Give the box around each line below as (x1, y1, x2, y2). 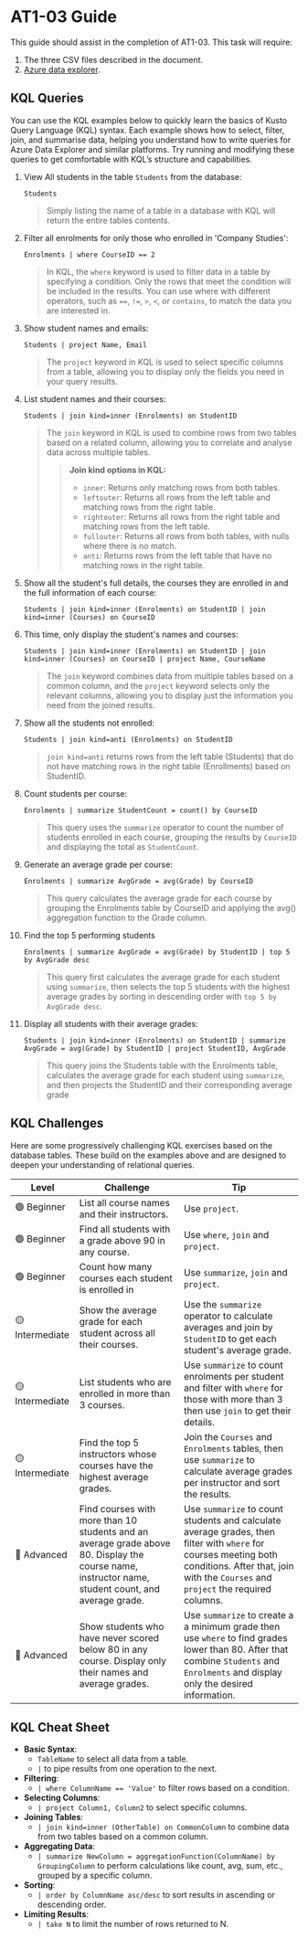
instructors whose (79, 1447, 157, 1460)
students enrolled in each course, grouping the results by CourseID (46, 831, 298, 842)
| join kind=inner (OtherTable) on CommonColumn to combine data (37, 1821, 290, 1833)
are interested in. (46, 304, 111, 316)
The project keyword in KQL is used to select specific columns (46, 356, 284, 367)
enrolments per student (183, 1370, 284, 1382)
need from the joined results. (46, 699, 155, 710)
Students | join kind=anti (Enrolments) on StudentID (23, 735, 233, 744)
